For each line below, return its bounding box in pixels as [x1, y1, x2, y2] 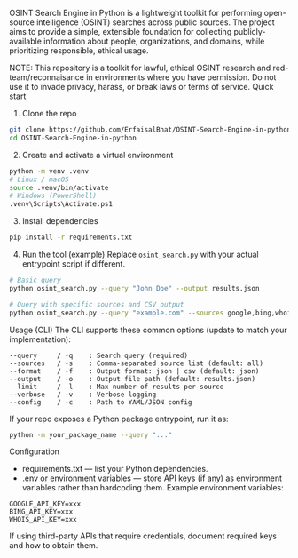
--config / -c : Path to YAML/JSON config [9, 397, 192, 407]
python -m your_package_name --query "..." [9, 430, 173, 439]
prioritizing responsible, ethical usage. [9, 45, 149, 56]
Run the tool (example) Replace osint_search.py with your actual [21, 249, 259, 259]
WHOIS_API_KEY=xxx [9, 515, 77, 524]
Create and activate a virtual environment [21, 149, 174, 160]
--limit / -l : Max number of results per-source [9, 382, 224, 391]
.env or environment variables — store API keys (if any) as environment [21, 473, 282, 483]
